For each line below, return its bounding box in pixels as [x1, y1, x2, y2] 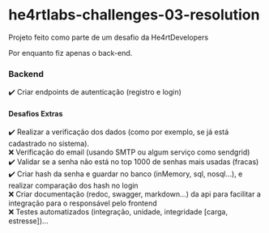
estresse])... [8, 216, 49, 226]
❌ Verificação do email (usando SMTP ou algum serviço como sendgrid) [8, 147, 250, 157]
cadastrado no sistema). [8, 139, 90, 149]
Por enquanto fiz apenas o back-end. [8, 48, 133, 57]
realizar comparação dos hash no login [8, 180, 139, 191]
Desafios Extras [8, 108, 63, 118]
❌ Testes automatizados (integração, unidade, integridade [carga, [8, 207, 228, 217]
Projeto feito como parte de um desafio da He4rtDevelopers [8, 32, 209, 42]
